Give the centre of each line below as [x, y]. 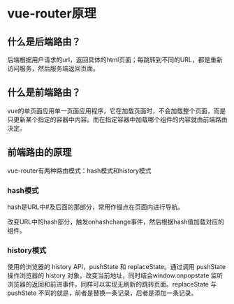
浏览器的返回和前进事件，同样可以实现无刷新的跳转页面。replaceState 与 [112, 284]
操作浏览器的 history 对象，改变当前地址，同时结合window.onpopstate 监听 [115, 275]
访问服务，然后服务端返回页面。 [53, 68]
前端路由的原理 [39, 153]
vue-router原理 [52, 14]
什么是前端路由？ [44, 93]
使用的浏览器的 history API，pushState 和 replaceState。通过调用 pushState [116, 267]
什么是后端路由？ [44, 42]
